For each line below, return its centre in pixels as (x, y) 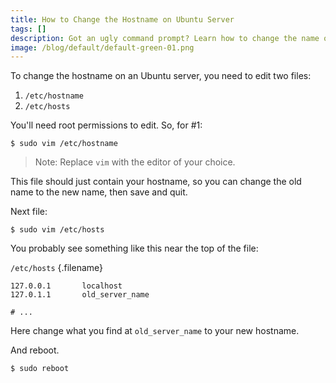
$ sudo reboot (40, 369)
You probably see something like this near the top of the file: (134, 248)
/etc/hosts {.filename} (57, 268)
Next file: (29, 212)
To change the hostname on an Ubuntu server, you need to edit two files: (161, 76)
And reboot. (35, 350)
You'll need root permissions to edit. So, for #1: (106, 125)
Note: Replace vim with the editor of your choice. (135, 162)
